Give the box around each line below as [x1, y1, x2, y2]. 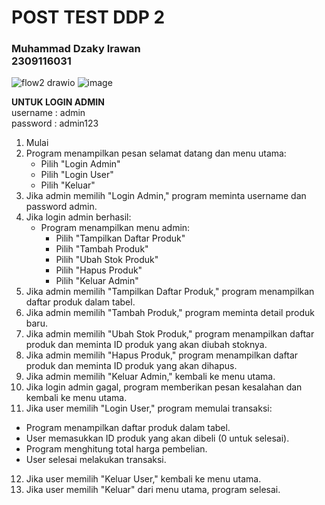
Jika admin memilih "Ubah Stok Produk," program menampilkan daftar [25, 328, 315, 340]
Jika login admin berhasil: [25, 211, 132, 223]
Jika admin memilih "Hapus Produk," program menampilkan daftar [25, 349, 299, 361]
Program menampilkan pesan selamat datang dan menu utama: [25, 147, 287, 160]
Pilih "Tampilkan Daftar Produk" [55, 232, 186, 245]
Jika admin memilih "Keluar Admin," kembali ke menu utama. [25, 371, 276, 383]
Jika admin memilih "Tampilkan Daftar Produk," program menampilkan [25, 286, 315, 298]
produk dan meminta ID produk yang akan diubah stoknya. [25, 339, 268, 351]
